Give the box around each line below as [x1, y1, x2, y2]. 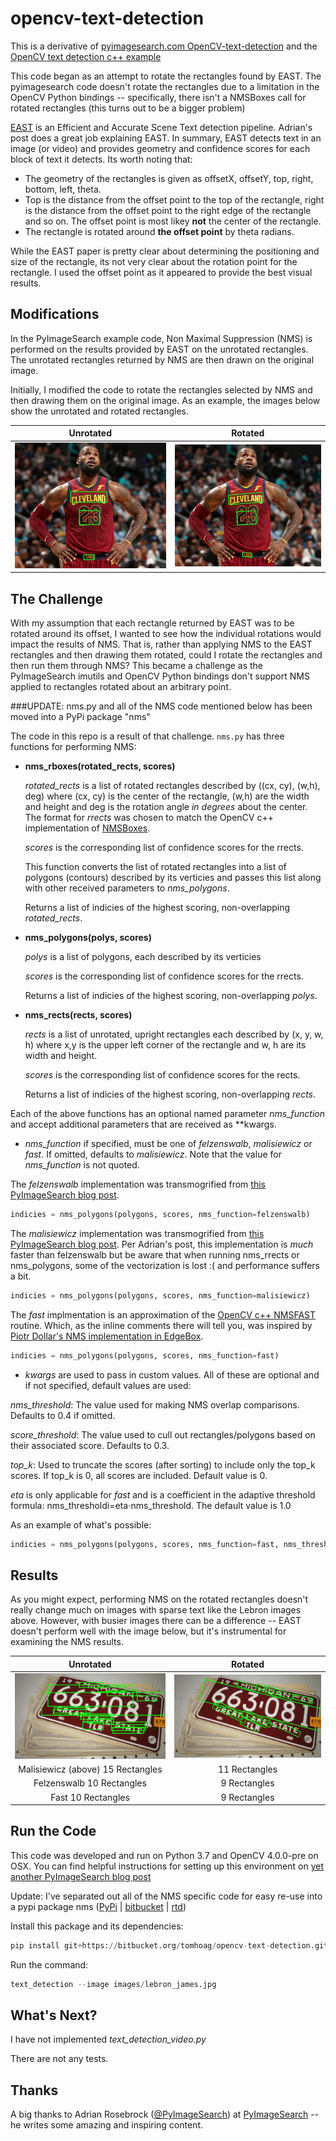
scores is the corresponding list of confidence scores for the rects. [24, 1069, 301, 1081]
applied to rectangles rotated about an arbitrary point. [10, 681, 232, 693]
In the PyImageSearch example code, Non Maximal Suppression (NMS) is [10, 332, 313, 344]
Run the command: [10, 1958, 89, 1971]
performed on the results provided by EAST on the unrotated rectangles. [10, 343, 309, 355]
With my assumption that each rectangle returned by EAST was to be [10, 617, 295, 629]
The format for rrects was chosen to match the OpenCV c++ [24, 812, 274, 824]
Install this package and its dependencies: [10, 1920, 184, 1932]
